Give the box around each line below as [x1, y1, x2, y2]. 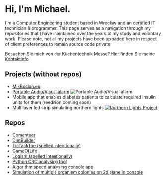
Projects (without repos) [5, 70, 82, 79]
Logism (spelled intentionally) [12, 153, 73, 159]
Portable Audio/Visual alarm [12, 88, 70, 95]
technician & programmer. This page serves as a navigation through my [5, 25, 151, 31]
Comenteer [12, 132, 36, 138]
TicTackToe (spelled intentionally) [12, 142, 81, 148]
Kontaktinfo [5, 56, 29, 61]
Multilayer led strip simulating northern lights [12, 104, 104, 110]
